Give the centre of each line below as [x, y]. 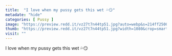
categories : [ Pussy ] [29, 19]
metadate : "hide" [24, 15]
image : [12, 24]
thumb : [12, 29]
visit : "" [16, 34]
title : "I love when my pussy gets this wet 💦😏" [60, 10]
